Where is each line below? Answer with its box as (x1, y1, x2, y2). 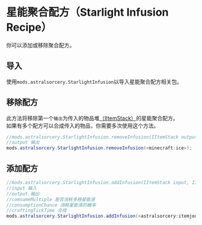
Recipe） (6, 20, 52, 34)
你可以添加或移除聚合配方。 (6, 42, 75, 49)
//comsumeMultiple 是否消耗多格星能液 (6, 196, 95, 202)
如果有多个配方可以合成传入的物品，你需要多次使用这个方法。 (6, 122, 159, 129)
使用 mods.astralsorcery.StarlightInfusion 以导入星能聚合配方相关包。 (6, 78, 182, 85)
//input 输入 (6, 185, 37, 191)
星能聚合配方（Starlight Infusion (6, 5, 169, 19)
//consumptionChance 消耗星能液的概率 (6, 202, 96, 208)
